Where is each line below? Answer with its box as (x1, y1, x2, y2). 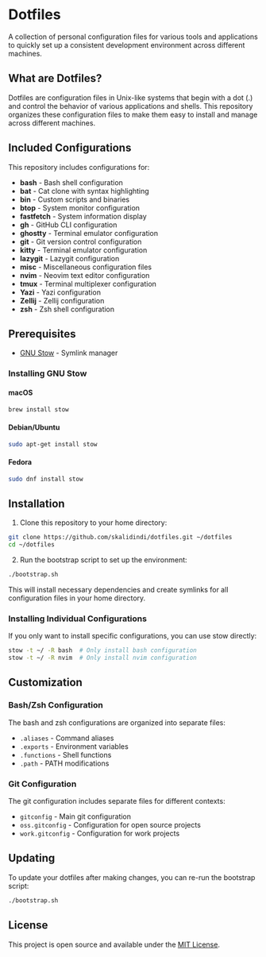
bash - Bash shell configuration (19, 177, 123, 187)
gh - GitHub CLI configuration (19, 220, 118, 230)
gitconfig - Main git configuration (19, 812, 132, 821)
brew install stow (8, 405, 69, 414)
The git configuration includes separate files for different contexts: (8, 797, 226, 805)
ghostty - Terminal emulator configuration (19, 228, 159, 237)
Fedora (8, 457, 33, 467)
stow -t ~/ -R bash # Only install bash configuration (8, 646, 197, 654)
